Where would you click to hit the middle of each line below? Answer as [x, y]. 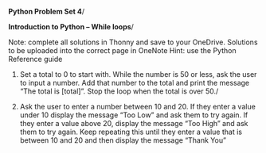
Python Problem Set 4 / [47, 11]
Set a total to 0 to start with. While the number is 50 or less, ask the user [138, 74]
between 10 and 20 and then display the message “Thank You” [123, 140]
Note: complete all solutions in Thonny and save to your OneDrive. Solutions [133, 42]
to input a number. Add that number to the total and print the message [135, 83]
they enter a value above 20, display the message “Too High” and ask [134, 123]
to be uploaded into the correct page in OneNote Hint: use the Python [122, 50]
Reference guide [35, 59]
